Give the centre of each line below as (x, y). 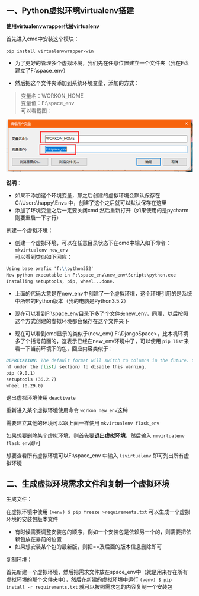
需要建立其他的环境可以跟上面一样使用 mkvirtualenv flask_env (83, 423)
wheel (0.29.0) (25, 385)
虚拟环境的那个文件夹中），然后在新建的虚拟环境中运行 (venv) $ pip (89, 579)
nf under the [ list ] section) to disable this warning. (76, 367)
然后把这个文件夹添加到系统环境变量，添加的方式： (77, 83)
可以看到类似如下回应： (43, 257)
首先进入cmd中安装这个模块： (43, 39)
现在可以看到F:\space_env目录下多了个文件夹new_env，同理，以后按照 (101, 313)
